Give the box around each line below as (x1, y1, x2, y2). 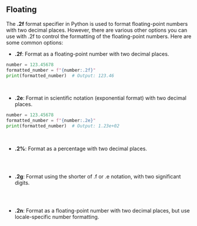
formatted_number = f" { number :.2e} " (6, 117, 96, 124)
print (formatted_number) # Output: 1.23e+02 (6, 123, 119, 129)
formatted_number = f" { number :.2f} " (6, 67, 96, 73)
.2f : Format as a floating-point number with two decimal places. (14, 50, 169, 58)
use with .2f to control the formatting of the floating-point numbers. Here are (6, 32, 192, 40)
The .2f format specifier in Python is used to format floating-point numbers (6, 20, 188, 27)
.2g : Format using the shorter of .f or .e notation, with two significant (14, 173, 181, 180)
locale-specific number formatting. (14, 214, 99, 221)
